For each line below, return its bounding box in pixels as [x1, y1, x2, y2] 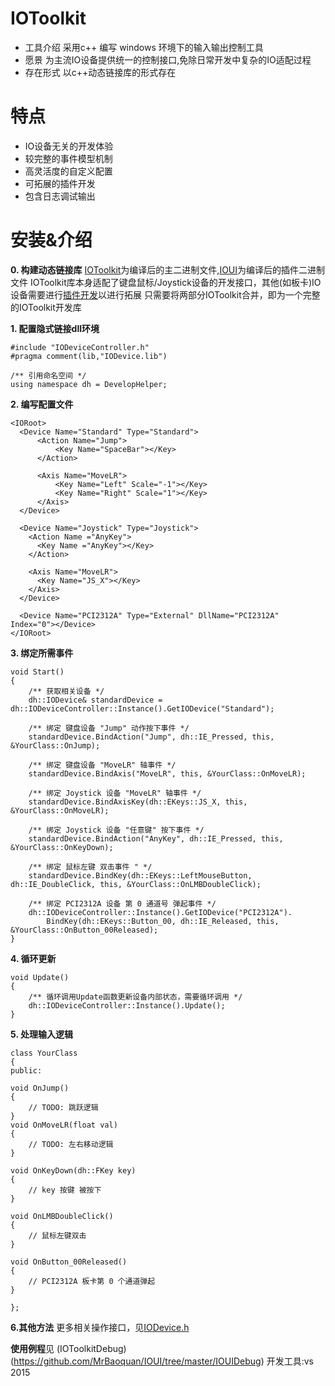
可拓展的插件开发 [24, 177, 96, 189]
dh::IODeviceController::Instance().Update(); [28, 1000, 226, 1011]
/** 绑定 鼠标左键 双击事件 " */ [28, 862, 153, 872]
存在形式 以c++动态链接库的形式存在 [24, 66, 177, 78]
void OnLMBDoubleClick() [10, 1211, 114, 1221]
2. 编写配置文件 [10, 398, 74, 410]
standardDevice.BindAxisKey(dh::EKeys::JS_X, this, [28, 797, 248, 807]
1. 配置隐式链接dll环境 [10, 322, 100, 334]
